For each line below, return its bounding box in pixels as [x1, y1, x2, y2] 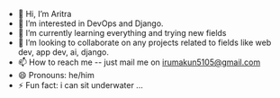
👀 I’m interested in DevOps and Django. [17, 18, 164, 29]
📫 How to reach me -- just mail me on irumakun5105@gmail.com [17, 57, 261, 67]
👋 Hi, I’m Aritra [17, 9, 72, 19]
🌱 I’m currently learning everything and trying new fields [17, 28, 227, 38]
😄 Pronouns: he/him [17, 70, 95, 80]
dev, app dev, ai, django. [17, 47, 110, 58]
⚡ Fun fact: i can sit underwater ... [17, 80, 144, 90]
